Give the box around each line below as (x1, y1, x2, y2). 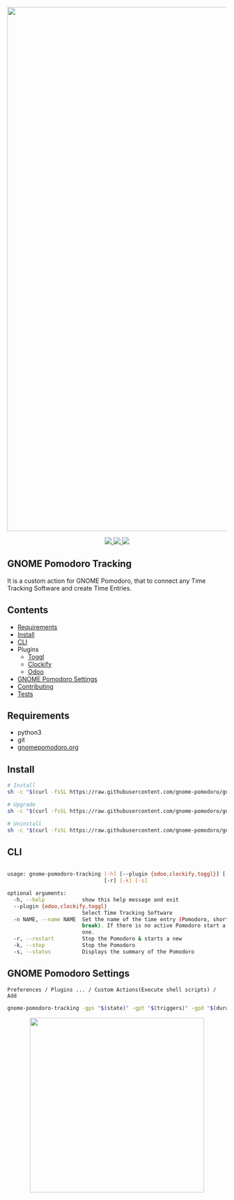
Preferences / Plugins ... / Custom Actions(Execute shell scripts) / (7, 986, 217, 993)
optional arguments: (7, 890, 68, 897)
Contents (7, 605, 49, 616)
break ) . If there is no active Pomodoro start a (81, 923, 226, 930)
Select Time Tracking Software (81, 909, 173, 916)
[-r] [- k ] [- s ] (103, 877, 148, 884)
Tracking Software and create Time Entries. (7, 584, 132, 592)
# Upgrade (7, 801, 36, 808)
